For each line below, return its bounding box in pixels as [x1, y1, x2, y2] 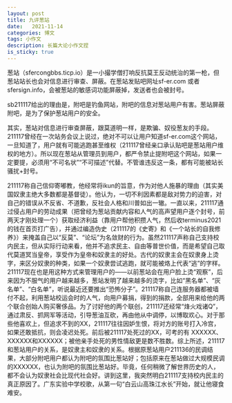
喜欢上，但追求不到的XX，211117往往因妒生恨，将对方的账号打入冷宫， [19, 319, 220, 328]
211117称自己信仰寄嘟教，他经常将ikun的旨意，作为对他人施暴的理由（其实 [7, 181, 217, 190]
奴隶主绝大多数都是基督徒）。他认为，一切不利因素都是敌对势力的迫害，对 [12, 190, 222, 198]
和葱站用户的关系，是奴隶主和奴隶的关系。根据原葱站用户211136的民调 [7, 345, 207, 353]
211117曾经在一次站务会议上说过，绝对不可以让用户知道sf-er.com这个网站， [7, 132, 222, 140]
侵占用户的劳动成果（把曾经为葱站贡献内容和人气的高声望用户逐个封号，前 [12, 207, 225, 215]
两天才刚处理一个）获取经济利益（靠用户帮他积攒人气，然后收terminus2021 [7, 215, 222, 224]
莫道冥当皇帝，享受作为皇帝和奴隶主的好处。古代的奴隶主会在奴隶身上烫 [12, 250, 219, 259]
